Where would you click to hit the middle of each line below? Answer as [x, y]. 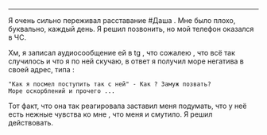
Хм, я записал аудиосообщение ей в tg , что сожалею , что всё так [122, 53]
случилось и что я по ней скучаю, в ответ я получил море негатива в [126, 61]
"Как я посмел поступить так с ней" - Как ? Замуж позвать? [110, 84]
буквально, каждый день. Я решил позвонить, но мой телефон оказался [131, 29]
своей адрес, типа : [41, 69]
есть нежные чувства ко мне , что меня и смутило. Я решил [110, 114]
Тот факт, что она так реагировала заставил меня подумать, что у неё [128, 106]
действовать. [31, 123]
